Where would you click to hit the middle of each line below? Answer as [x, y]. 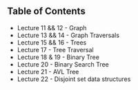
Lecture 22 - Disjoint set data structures [74, 79]
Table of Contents [47, 11]
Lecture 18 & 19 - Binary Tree [58, 57]
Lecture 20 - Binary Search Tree [63, 64]
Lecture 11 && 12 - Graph [52, 27]
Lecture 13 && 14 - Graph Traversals [68, 35]
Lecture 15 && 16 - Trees [52, 42]
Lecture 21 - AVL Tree [48, 71]
